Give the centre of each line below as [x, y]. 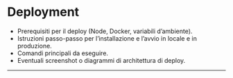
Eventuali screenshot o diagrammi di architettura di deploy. [101, 60]
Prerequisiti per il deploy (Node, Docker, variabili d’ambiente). [105, 31]
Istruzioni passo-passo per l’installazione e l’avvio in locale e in [107, 38]
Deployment [43, 12]
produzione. [34, 46]
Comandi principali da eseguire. [63, 53]
